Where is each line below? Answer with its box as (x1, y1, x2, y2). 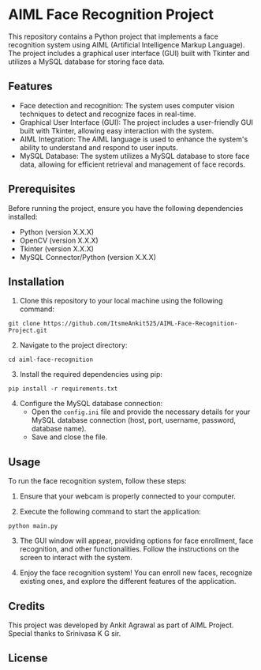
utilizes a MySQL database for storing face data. (8, 57, 166, 66)
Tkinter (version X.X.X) (19, 243, 95, 254)
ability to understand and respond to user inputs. (19, 142, 179, 152)
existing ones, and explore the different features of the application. (19, 577, 237, 586)
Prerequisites (8, 183, 76, 196)
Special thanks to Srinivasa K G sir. (8, 629, 121, 638)
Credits (8, 599, 46, 613)
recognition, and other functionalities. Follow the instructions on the (19, 544, 240, 554)
